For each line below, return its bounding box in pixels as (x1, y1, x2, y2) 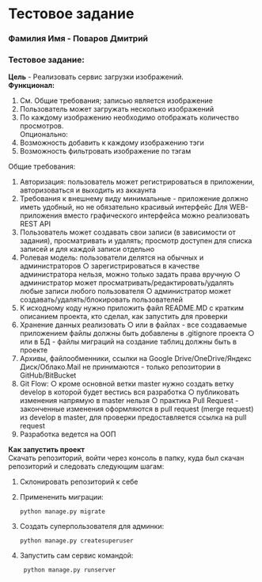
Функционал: (8, 81, 55, 90)
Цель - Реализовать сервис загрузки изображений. (8, 72, 184, 82)
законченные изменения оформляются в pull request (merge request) (19, 405, 254, 414)
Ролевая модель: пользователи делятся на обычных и (19, 253, 204, 262)
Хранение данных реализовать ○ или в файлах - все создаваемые (19, 320, 248, 329)
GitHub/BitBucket (19, 371, 77, 380)
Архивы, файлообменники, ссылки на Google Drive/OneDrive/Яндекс (19, 354, 252, 363)
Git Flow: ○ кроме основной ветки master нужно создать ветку (19, 379, 234, 389)
